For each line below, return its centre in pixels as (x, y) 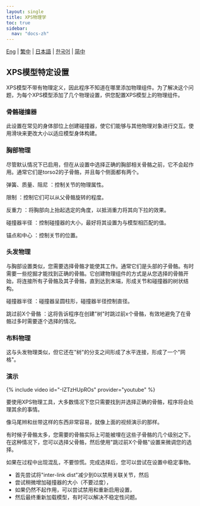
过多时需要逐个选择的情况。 (45, 321)
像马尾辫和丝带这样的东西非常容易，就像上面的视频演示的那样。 (84, 422)
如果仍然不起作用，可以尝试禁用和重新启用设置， (75, 490)
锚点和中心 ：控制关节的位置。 (43, 235)
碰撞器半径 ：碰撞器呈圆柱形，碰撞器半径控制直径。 (69, 301)
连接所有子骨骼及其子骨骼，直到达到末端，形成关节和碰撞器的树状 (102, 281)
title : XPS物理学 (26, 17)
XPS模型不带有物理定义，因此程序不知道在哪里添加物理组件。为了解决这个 (97, 88)
